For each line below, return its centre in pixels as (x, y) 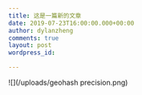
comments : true (34, 38)
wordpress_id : (32, 53)
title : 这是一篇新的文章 (45, 16)
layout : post (30, 46)
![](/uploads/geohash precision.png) (68, 82)
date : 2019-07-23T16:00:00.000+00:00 (71, 23)
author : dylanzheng (41, 30)
